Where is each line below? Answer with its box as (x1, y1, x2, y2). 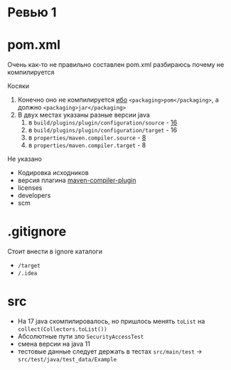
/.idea (17, 270, 38, 277)
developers (17, 191, 51, 200)
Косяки (7, 82, 30, 90)
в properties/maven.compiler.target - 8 (28, 141, 146, 149)
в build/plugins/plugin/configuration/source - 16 (28, 118, 178, 127)
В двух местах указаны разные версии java (17, 111, 151, 120)
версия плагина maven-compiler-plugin (17, 176, 136, 185)
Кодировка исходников (17, 169, 89, 177)
